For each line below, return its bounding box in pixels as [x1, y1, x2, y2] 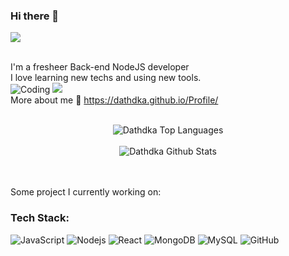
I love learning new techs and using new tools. [10, 72, 202, 84]
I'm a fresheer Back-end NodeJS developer [10, 61, 190, 73]
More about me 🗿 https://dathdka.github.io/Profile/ [10, 94, 219, 106]
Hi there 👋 [10, 9, 60, 23]
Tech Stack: [10, 211, 70, 225]
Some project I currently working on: [10, 186, 162, 198]
